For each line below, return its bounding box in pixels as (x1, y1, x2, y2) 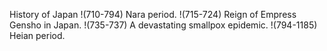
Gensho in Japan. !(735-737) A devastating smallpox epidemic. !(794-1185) (9, 19, 318, 31)
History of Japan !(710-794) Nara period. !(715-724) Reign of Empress (9, 9, 297, 20)
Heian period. (9, 30, 66, 41)
